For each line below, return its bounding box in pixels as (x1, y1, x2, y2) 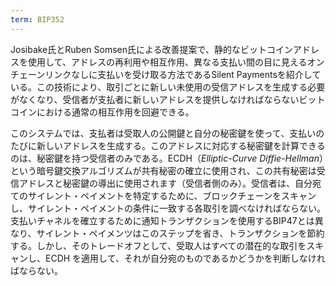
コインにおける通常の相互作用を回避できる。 (10, 106, 195, 118)
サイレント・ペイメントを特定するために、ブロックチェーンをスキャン (27, 189, 317, 201)
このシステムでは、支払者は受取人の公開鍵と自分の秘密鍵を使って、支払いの (10, 127, 325, 139)
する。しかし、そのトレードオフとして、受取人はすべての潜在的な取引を (10, 239, 307, 251)
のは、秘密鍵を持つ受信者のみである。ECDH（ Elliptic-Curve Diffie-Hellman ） (10, 152, 324, 164)
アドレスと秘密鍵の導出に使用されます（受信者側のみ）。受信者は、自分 (18, 177, 313, 189)
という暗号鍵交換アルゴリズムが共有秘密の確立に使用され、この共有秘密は (10, 164, 317, 176)
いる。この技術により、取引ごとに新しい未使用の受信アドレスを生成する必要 (10, 81, 326, 93)
